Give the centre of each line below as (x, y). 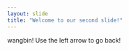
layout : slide (28, 14)
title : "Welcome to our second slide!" (65, 20)
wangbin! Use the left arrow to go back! (64, 40)
